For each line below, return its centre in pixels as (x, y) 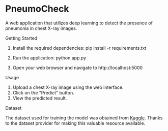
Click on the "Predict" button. (44, 92)
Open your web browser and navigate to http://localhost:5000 (78, 68)
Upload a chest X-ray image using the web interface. (68, 87)
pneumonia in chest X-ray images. (41, 28)
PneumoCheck (37, 9)
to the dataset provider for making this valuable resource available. (75, 123)
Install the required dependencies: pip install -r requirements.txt (79, 48)
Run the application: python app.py (49, 58)
